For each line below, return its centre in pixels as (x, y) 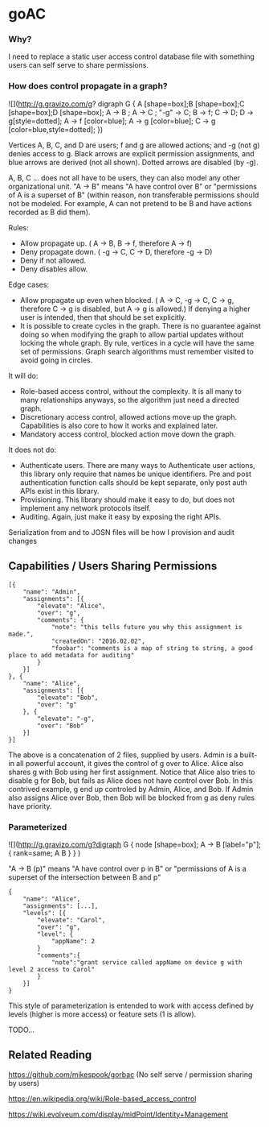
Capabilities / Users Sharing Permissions (113, 566)
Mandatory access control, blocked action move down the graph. (128, 434)
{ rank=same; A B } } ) (45, 853)
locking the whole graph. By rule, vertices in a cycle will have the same (137, 342)
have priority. (30, 806)
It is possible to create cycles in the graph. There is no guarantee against (140, 325)
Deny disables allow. (54, 269)
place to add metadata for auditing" (71, 655)
